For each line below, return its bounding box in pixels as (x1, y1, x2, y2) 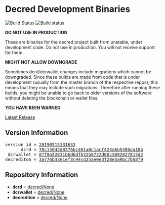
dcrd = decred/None (12, 184, 55, 190)
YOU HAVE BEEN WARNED (5, 104, 61, 110)
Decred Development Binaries (5, 3, 130, 15)
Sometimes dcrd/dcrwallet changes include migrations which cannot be (5, 68, 152, 75)
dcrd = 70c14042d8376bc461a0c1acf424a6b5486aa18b (20, 147, 143, 152)
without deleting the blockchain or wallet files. (5, 95, 99, 101)
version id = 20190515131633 (5, 142, 76, 147)
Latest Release (5, 114, 36, 120)
